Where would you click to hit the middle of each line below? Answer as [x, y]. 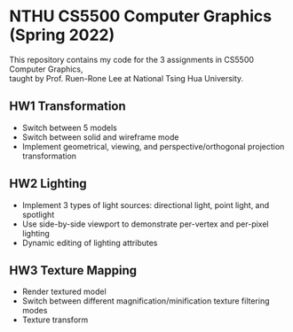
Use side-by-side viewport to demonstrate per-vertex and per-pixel [145, 224]
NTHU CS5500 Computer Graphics [141, 16]
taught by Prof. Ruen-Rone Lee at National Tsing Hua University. [127, 78]
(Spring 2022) [62, 35]
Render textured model [64, 292]
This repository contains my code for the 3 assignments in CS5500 [132, 59]
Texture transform [55, 320]
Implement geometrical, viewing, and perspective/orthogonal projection [153, 146]
